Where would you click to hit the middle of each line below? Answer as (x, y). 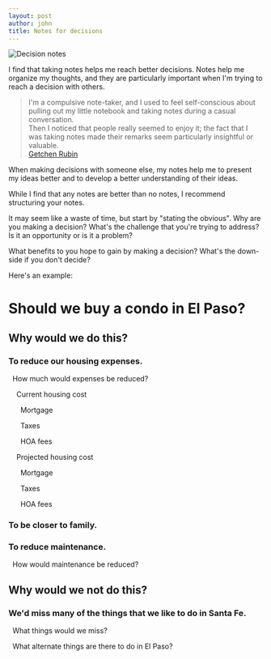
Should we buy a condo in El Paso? (127, 308)
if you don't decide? (57, 260)
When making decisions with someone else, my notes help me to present (130, 170)
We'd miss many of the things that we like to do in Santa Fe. (127, 613)
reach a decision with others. (57, 87)
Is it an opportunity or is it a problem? (71, 236)
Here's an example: (40, 275)
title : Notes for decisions (56, 31)
